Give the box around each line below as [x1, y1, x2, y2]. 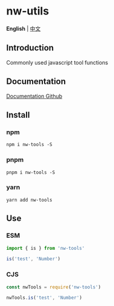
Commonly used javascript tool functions [6, 59, 109, 66]
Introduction [6, 43, 54, 53]
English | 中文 [6, 25, 41, 32]
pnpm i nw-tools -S [6, 169, 55, 176]
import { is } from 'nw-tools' [6, 245, 85, 251]
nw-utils [6, 4, 49, 18]
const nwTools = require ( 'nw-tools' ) [6, 284, 101, 290]
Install [6, 110, 30, 120]
